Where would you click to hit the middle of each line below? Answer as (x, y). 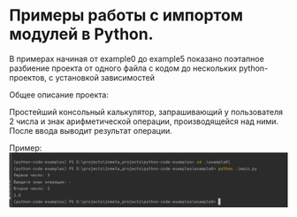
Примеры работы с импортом (126, 15)
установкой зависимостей (105, 77)
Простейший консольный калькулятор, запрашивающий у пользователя (146, 112)
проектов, (28, 77)
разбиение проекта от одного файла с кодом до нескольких (123, 68)
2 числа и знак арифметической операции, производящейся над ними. (144, 121)
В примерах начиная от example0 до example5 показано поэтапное (137, 58)
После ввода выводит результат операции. (91, 130)
